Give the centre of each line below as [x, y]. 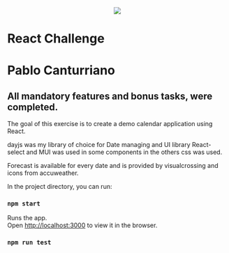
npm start [24, 204]
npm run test [29, 243]
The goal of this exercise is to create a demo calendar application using [110, 124]
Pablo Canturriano [61, 71]
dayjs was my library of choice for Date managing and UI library [99, 145]
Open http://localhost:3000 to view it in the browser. [82, 225]
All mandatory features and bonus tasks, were [110, 96]
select [16, 152]
